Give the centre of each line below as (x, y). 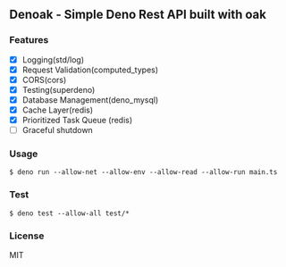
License (27, 236)
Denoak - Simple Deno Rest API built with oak (138, 15)
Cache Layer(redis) (58, 110)
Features (29, 40)
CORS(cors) (44, 79)
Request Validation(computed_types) (90, 70)
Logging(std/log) (53, 59)
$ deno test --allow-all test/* (69, 213)
